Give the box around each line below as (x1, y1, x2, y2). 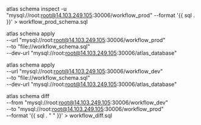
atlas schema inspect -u (6, 5, 67, 12)
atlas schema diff (6, 93, 50, 99)
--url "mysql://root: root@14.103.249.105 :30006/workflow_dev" (6, 68, 163, 75)
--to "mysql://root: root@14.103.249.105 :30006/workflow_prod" (6, 105, 164, 112)
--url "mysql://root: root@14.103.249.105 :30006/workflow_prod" (6, 37, 166, 43)
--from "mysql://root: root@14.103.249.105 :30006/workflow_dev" (6, 99, 169, 106)
